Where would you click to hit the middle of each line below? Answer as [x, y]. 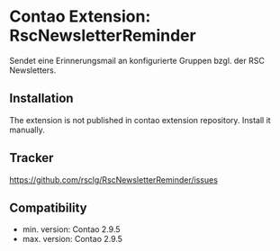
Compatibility [48, 207]
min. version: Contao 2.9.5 [71, 229]
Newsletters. [33, 70]
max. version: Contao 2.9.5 [72, 239]
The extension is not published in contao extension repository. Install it [140, 120]
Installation [41, 99]
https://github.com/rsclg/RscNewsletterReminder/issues [114, 179]
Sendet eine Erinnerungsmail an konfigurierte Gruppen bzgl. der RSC [137, 60]
